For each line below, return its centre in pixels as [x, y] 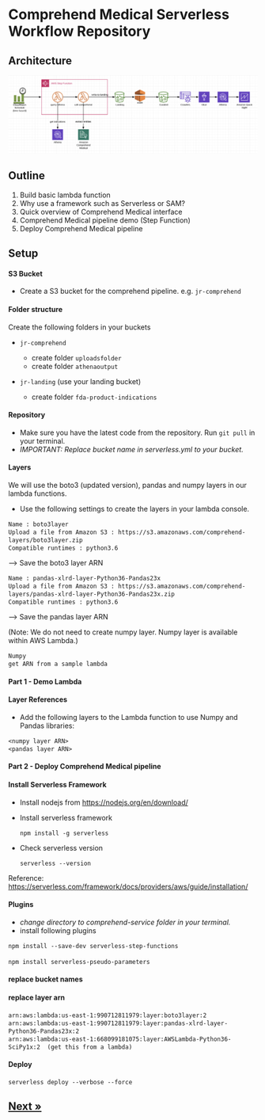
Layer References [38, 699]
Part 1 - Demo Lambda [45, 681]
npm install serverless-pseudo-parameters [79, 962]
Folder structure [36, 309]
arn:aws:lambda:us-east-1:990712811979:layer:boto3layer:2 [108, 1015]
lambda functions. [38, 493]
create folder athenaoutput [75, 366]
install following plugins [58, 930]
